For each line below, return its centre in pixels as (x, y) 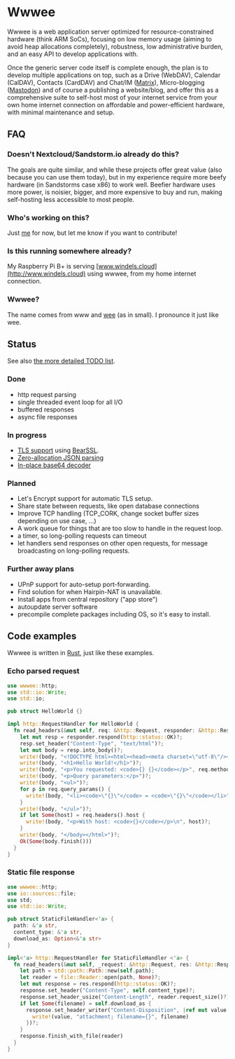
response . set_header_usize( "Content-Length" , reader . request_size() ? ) (125, 997)
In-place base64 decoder (54, 465)
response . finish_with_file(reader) (72, 1036)
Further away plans (41, 569)
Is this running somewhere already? (69, 251)
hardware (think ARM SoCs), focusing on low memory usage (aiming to (109, 39)
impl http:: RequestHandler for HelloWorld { (73, 724)
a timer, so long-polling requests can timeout (82, 536)
